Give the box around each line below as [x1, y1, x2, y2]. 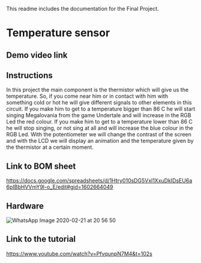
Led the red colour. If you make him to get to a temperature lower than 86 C [6, 118, 193, 125]
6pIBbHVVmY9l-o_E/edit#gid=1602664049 [6, 183, 113, 191]
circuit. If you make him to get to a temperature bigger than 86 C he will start [6, 105, 196, 113]
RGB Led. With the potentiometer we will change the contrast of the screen [6, 131, 192, 138]
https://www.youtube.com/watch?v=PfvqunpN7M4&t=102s [6, 250, 153, 257]
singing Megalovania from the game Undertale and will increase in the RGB [6, 112, 191, 119]
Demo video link [6, 50, 68, 60]
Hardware [6, 201, 44, 211]
